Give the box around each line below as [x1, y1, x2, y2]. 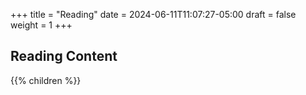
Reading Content [10, 48, 118, 65]
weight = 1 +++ [10, 19, 73, 31]
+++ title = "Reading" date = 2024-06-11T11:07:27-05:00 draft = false [10, 9, 297, 20]
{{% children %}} [10, 74, 82, 86]
